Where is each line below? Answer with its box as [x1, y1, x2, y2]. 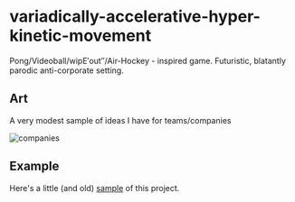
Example [9, 159, 60, 174]
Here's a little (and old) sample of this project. [9, 182, 180, 193]
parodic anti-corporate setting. [9, 65, 124, 76]
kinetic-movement [9, 25, 152, 46]
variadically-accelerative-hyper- [9, 6, 261, 27]
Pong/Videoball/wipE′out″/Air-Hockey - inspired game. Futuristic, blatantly [9, 55, 287, 66]
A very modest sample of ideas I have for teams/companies [9, 115, 232, 125]
